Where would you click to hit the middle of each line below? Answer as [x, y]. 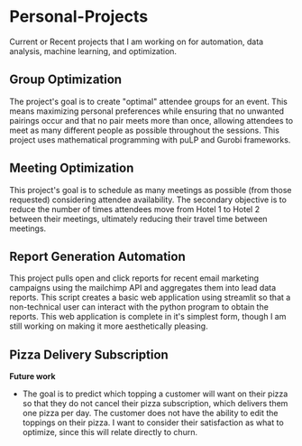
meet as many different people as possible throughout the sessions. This [144, 130]
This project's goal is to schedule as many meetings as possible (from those [151, 190]
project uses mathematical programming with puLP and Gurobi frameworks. [150, 139]
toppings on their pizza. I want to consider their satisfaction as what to [153, 423]
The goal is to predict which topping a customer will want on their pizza [155, 394]
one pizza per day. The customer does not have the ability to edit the [150, 413]
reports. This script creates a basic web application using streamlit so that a [150, 297]
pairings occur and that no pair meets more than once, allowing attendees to [151, 120]
